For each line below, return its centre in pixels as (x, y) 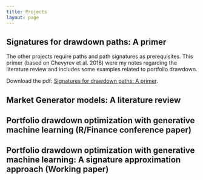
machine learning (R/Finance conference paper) (99, 130)
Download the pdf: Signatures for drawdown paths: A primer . (82, 81)
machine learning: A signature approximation (94, 160)
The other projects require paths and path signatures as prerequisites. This (100, 56)
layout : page (23, 18)
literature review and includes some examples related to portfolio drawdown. (102, 69)
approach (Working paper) (58, 169)
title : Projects (27, 12)
